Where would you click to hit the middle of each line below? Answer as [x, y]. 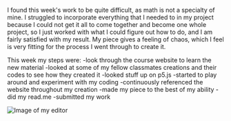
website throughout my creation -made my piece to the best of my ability [111, 90]
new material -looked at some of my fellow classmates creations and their [112, 67]
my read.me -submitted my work [64, 97]
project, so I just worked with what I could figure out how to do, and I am [110, 32]
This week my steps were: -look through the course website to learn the [109, 60]
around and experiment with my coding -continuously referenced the [105, 82]
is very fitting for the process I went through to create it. [87, 47]
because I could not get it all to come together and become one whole [107, 25]
